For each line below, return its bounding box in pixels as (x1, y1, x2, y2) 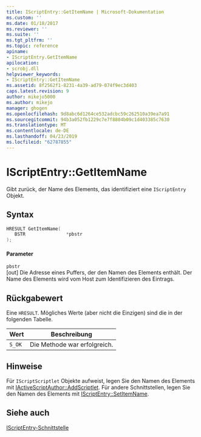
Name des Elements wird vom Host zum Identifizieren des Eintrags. (6, 275, 175, 283)
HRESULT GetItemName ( (6, 226, 61, 232)
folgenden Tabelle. (6, 316, 53, 323)
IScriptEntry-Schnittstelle (6, 424, 69, 431)
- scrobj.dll (6, 65, 39, 72)
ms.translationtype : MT (6, 122, 67, 128)
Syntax (6, 209, 34, 220)
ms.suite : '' (6, 32, 39, 38)
